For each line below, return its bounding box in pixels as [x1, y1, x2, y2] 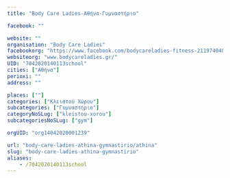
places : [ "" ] [7, 92, 44, 99]
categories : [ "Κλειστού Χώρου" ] [7, 98, 99, 105]
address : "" [7, 79, 41, 86]
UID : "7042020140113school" [7, 60, 88, 67]
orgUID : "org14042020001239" [7, 129, 90, 136]
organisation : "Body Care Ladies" [7, 41, 106, 48]
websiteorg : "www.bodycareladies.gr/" [7, 54, 118, 61]
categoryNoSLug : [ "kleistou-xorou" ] [7, 111, 112, 118]
